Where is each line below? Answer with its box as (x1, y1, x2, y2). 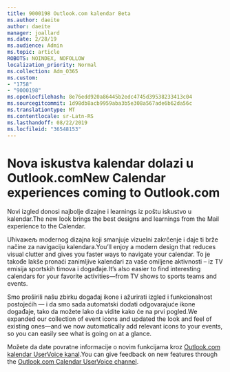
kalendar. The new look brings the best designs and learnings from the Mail (7, 215, 220, 223)
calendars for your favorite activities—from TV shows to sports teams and (7, 272, 217, 280)
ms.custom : (7, 74, 39, 81)
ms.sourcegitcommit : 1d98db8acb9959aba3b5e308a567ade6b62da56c (7, 100, 193, 107)
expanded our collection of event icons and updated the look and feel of (7, 315, 212, 323)
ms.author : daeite (7, 17, 60, 23)
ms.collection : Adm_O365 (7, 68, 79, 75)
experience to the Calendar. (7, 222, 86, 231)
